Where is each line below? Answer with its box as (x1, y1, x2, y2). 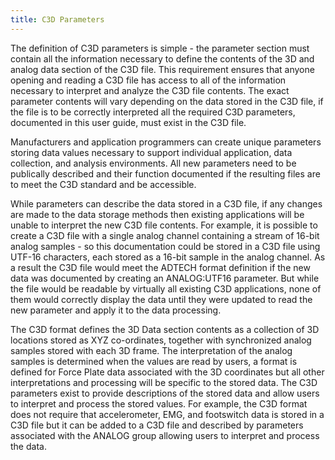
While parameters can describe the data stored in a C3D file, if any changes (10, 197, 323, 210)
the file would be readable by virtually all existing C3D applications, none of (10, 282, 322, 295)
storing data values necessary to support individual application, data (10, 146, 293, 158)
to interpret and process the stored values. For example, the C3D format (10, 397, 308, 410)
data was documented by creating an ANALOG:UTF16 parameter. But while (10, 272, 320, 284)
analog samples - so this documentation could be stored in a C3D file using (10, 240, 321, 252)
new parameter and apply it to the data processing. (10, 304, 222, 316)
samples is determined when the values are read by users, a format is (10, 355, 298, 367)
